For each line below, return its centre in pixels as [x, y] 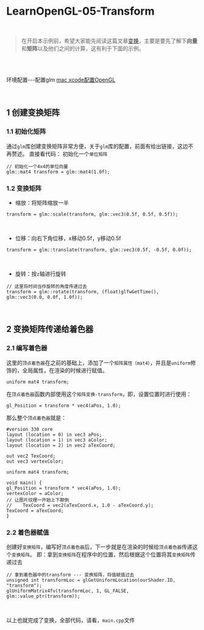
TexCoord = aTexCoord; [35, 511]
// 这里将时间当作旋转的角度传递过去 [47, 286]
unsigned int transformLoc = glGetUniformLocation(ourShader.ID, [91, 580]
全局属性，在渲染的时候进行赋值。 [65, 370]
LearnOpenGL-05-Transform [81, 11]
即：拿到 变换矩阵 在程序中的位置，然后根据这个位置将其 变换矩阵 [113, 554]
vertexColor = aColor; [35, 493]
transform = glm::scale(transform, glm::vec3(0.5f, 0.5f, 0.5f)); [92, 214]
